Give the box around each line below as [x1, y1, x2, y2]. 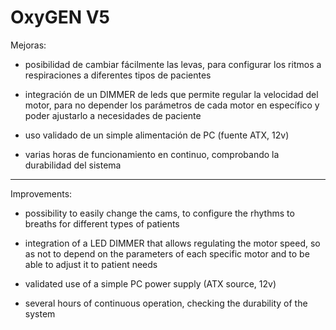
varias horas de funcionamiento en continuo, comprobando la [24, 148, 280, 160]
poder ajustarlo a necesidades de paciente [24, 109, 202, 121]
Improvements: [10, 187, 73, 200]
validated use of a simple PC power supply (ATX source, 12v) [24, 277, 277, 290]
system [24, 307, 56, 320]
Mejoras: [10, 39, 47, 51]
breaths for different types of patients [24, 217, 180, 230]
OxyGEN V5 [10, 6, 110, 29]
